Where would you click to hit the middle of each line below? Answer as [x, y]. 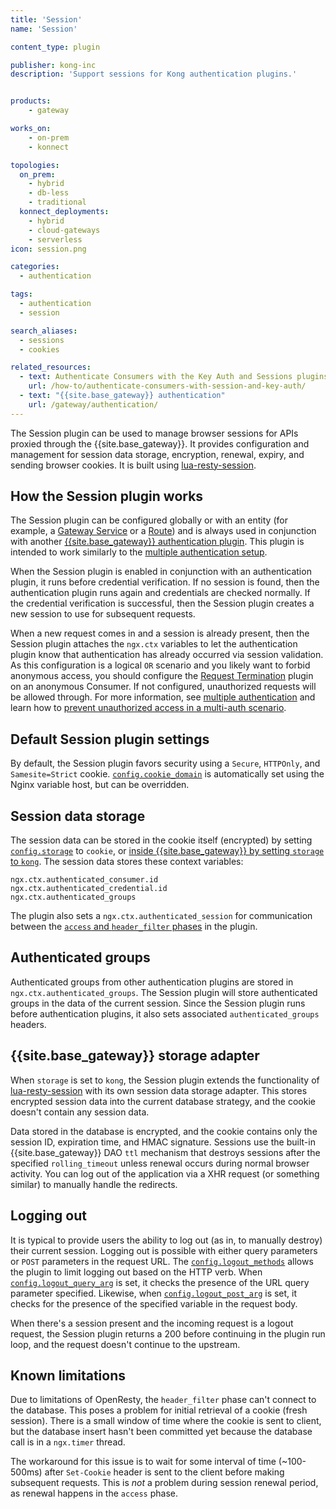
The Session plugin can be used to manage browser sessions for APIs [154, 433]
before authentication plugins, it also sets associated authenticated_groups [165, 1013]
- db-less [49, 193]
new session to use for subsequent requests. [103, 614]
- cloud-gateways [64, 230]
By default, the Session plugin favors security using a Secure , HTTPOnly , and [165, 763]
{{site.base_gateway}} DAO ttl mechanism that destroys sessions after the [165, 1152]
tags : [21, 294]
